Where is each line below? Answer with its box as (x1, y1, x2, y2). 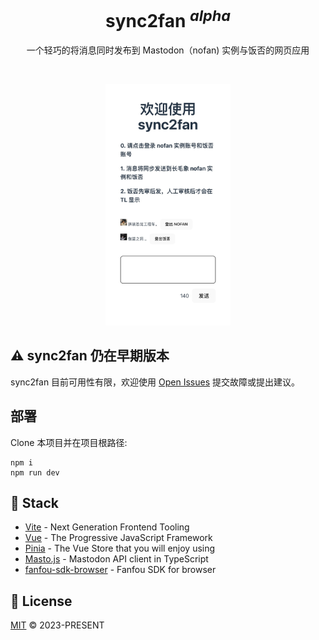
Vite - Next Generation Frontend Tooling (24, 521, 190, 533)
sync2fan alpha (105, 6, 231, 33)
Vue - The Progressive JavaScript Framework (24, 532, 213, 544)
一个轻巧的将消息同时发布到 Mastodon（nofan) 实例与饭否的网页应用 (26, 44, 310, 56)
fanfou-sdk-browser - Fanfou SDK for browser (24, 564, 217, 576)
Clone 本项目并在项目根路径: (10, 436, 128, 448)
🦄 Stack (10, 494, 60, 511)
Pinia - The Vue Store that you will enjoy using (24, 542, 216, 555)
